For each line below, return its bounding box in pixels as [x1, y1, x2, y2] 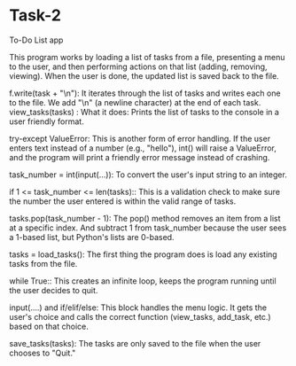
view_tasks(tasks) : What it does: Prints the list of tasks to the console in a [9, 106, 279, 117]
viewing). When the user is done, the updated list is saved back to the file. [9, 70, 279, 81]
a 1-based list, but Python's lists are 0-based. [9, 231, 175, 242]
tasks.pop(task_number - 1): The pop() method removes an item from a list [9, 213, 281, 223]
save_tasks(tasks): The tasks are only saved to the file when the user [9, 338, 261, 348]
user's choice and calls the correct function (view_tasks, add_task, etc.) [9, 311, 272, 322]
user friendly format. [9, 116, 84, 127]
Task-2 [9, 5, 62, 26]
